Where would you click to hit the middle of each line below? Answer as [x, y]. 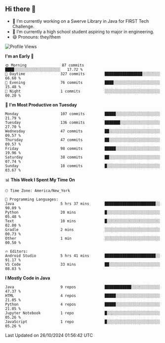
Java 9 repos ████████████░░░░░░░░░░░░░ [83, 287]
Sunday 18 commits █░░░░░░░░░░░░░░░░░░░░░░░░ [83, 166]
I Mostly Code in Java [28, 278]
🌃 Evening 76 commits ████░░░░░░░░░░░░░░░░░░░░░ [83, 82]
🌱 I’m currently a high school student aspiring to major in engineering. [83, 31]
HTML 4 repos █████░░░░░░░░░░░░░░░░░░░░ [83, 295]
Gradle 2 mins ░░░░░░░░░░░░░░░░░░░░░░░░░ [83, 229]
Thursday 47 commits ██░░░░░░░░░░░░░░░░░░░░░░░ [83, 140]
